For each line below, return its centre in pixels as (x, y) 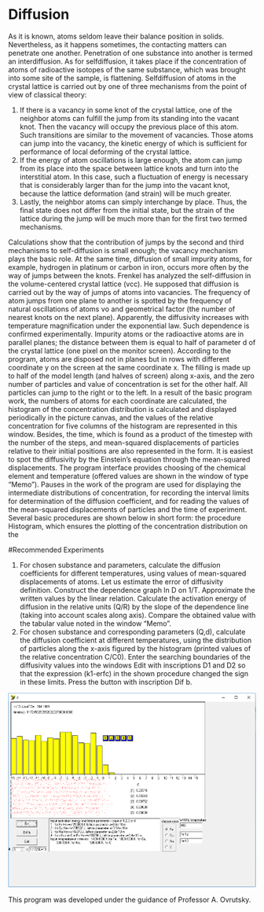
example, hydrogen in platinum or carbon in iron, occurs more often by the (128, 267)
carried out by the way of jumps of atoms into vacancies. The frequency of (129, 292)
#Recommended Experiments (56, 550)
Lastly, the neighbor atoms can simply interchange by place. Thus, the (133, 201)
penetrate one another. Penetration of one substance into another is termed (130, 53)
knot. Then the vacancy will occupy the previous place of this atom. (129, 127)
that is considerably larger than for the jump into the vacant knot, (125, 185)
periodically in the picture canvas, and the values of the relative (111, 417)
